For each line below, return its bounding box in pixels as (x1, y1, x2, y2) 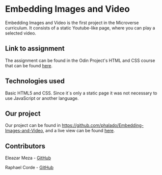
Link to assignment (5, 44, 65, 53)
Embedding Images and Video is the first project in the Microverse (5, 20, 139, 26)
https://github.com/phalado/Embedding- (61, 122, 144, 128)
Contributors (5, 142, 46, 150)
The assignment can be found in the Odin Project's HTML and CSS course (5, 58, 156, 63)
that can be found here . (5, 62, 53, 68)
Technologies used (5, 77, 65, 86)
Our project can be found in (5, 122, 61, 128)
